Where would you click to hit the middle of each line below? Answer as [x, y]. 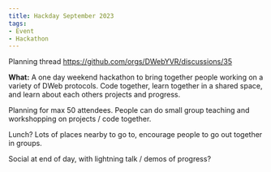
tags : [17, 24]
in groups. [25, 144]
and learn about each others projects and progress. [95, 95]
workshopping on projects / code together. [80, 119]
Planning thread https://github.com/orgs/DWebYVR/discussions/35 [120, 62]
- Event [22, 31]
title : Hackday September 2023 [61, 16]
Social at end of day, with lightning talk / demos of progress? [110, 159]
